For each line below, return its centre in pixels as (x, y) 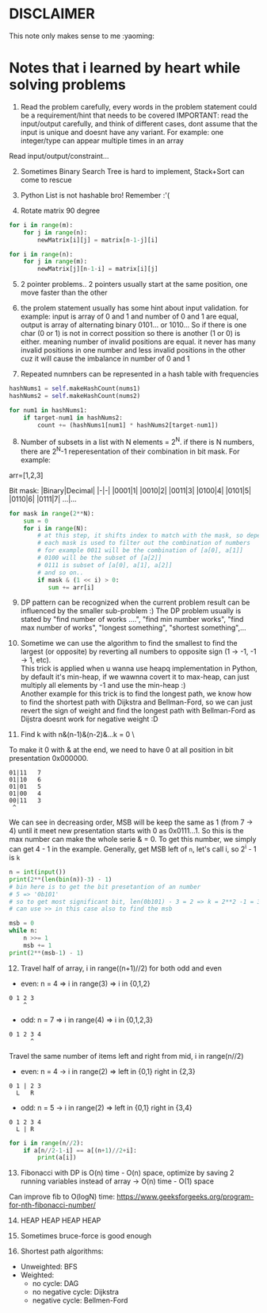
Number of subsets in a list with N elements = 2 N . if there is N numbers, (137, 441)
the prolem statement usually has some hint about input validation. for (134, 308)
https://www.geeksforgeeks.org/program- (185, 1197)
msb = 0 (22, 923)
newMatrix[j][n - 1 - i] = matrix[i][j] (98, 269)
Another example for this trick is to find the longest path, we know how (136, 694)
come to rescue (46, 180)
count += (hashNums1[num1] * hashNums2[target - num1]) (128, 425)
